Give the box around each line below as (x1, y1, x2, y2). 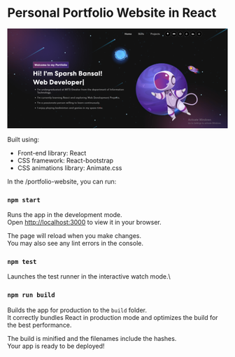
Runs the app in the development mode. (7, 211, 122, 219)
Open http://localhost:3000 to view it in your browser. (7, 218, 162, 227)
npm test (7, 258, 37, 266)
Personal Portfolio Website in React (7, 5, 217, 21)
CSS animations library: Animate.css (17, 163, 122, 172)
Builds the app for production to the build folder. (7, 306, 148, 314)
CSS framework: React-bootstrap (17, 156, 114, 164)
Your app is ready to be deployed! (7, 342, 105, 350)
